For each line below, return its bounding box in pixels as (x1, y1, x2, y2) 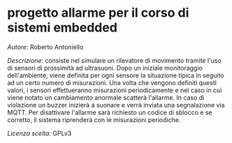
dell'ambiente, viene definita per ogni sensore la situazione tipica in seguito (7, 71, 224, 80)
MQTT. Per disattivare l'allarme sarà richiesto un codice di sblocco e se (7, 108, 212, 116)
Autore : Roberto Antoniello (7, 43, 84, 51)
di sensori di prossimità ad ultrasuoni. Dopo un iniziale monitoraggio (7, 63, 203, 72)
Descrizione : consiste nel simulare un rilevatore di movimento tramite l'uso (7, 56, 222, 64)
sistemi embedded (7, 20, 117, 36)
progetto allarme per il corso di (7, 5, 189, 21)
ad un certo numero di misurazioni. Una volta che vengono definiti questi (7, 78, 217, 86)
